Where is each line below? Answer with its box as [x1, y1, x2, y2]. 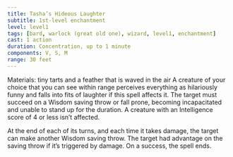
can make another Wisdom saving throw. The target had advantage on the [7, 134, 223, 142]
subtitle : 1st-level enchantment [7, 17, 106, 24]
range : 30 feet [7, 56, 52, 63]
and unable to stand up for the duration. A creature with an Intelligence [7, 105, 213, 113]
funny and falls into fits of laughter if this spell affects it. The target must [7, 90, 217, 99]
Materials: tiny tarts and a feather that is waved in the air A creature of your [7, 75, 226, 84]
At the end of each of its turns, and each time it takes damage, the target [7, 126, 219, 134]
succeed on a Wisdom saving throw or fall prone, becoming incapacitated [7, 98, 222, 106]
